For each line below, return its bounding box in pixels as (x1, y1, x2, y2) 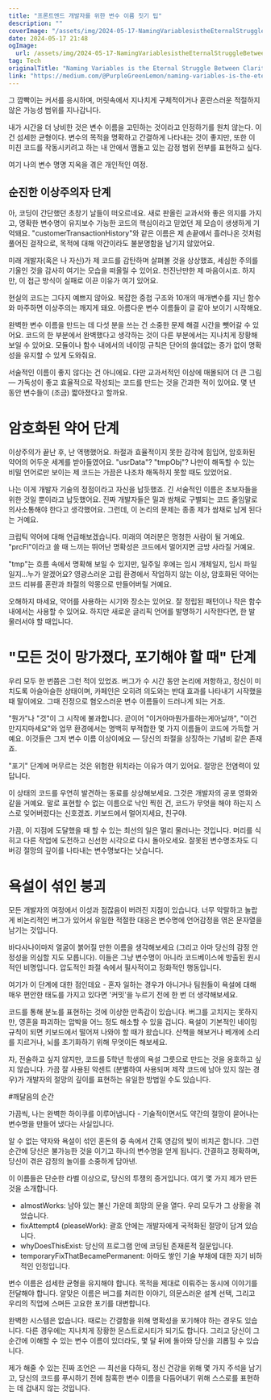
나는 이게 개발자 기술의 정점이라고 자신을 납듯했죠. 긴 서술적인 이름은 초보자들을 (8, 485, 258, 495)
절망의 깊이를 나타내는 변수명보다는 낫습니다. (23, 846, 164, 855)
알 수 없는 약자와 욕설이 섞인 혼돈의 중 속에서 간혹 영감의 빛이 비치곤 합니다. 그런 (8, 1136, 260, 1146)
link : (8, 72, 27, 80)
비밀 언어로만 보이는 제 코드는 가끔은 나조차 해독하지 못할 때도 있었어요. (8, 467, 232, 477)
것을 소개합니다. (8, 1184, 59, 1193)
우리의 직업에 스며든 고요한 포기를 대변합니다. (8, 1298, 151, 1308)
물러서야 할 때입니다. (8, 616, 73, 626)
